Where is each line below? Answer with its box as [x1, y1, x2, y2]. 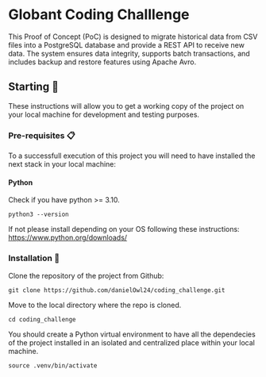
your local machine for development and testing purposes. [8, 110, 200, 119]
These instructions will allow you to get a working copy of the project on [8, 101, 245, 110]
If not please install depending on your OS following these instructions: [8, 225, 240, 234]
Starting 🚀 [8, 80, 60, 94]
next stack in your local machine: [8, 160, 117, 169]
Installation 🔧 [8, 252, 60, 264]
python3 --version [8, 210, 69, 219]
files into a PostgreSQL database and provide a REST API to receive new [8, 40, 245, 49]
